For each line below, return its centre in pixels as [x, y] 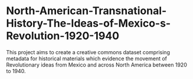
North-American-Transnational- [86, 11]
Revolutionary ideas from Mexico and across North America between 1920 [97, 65]
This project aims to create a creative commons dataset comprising [88, 52]
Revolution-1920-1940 [63, 36]
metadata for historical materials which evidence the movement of [86, 58]
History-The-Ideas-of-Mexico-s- [89, 23]
